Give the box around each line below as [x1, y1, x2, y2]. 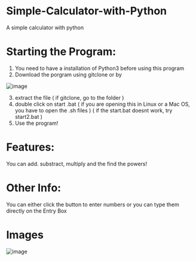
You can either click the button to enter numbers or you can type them [6, 201, 179, 208]
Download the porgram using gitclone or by [14, 70, 122, 78]
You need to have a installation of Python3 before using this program [14, 65, 185, 72]
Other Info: [6, 181, 62, 195]
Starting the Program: [6, 45, 117, 59]
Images [6, 228, 44, 241]
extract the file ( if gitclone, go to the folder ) [14, 94, 124, 101]
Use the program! [14, 119, 59, 127]
